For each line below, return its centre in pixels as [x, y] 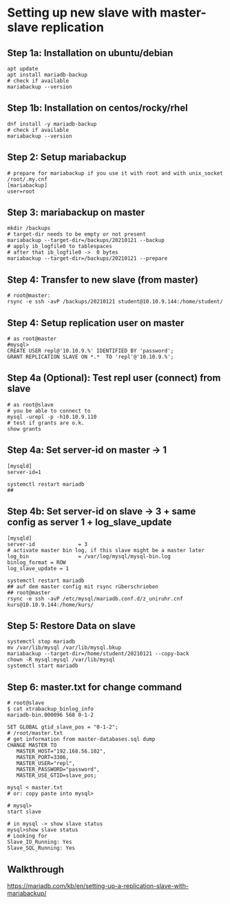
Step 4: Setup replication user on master [96, 323]
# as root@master [32, 339]
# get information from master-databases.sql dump [81, 740]
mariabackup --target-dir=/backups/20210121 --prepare [87, 258]
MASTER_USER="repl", [46, 764]
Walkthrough [35, 869]
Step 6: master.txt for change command [95, 687]
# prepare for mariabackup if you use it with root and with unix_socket [115, 173]
